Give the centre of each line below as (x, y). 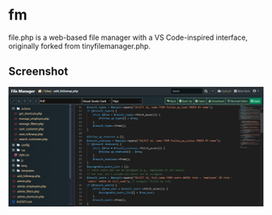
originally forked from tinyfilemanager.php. (80, 45)
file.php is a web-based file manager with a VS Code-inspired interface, (128, 37)
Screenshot (38, 72)
